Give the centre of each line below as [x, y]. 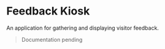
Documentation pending [52, 39]
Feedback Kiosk [48, 11]
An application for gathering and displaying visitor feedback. [83, 28]
